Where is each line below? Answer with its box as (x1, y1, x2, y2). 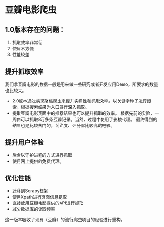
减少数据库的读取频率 (12, 206, 55, 212)
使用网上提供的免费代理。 (12, 158, 64, 164)
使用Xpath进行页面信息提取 (12, 194, 67, 200)
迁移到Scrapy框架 (12, 188, 48, 194)
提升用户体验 (5, 138, 44, 147)
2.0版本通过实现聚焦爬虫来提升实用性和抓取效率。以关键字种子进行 (12, 98, 147, 103)
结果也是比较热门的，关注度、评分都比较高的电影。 (12, 122, 115, 128)
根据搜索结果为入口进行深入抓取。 (20, 104, 89, 110)
